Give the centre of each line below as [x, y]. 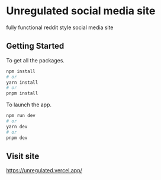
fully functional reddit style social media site [60, 27]
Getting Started [35, 46]
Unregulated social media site [81, 11]
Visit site [23, 156]
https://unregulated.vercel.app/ [44, 170]
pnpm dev [17, 138]
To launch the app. [29, 105]
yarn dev [17, 127]
